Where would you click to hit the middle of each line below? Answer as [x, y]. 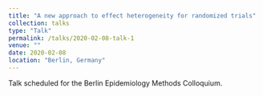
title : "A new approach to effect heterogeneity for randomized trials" [132, 16]
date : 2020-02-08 [37, 53]
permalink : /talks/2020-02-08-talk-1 [71, 38]
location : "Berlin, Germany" [57, 61]
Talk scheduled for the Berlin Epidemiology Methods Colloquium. [115, 83]
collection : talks [39, 23]
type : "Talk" [30, 30]
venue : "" [25, 46]
